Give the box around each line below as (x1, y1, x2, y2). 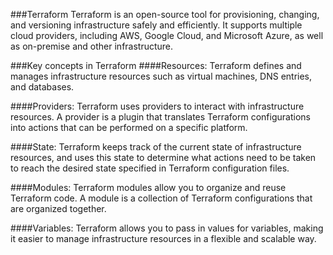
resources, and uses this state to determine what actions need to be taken (10, 152, 317, 163)
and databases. (10, 81, 75, 93)
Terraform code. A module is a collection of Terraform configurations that (10, 192, 313, 204)
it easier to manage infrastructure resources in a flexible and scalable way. (10, 233, 317, 244)
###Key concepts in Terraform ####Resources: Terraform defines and (10, 60, 302, 71)
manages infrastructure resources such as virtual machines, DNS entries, (10, 70, 313, 82)
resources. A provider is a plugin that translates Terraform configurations (10, 111, 311, 123)
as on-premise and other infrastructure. (10, 40, 174, 52)
